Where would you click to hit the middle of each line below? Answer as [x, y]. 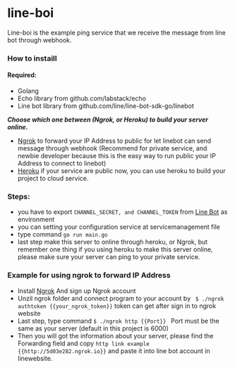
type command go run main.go [62, 235]
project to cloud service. [53, 179]
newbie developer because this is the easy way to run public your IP [117, 156]
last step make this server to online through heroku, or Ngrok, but [113, 242]
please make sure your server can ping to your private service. [109, 257]
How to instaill [32, 58]
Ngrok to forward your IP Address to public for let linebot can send [114, 141]
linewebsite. [35, 358]
